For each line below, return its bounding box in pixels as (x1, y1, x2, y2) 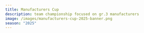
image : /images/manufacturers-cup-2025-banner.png (5, 16, 113, 21)
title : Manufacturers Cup (5, 7, 59, 12)
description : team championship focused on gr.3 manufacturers (5, 12, 140, 16)
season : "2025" (5, 20, 37, 26)
